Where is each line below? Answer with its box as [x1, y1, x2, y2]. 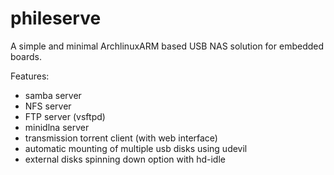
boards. [10, 50, 42, 62]
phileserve [10, 7, 102, 30]
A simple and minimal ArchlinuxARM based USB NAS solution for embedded [10, 40, 325, 52]
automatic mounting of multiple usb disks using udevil [24, 142, 248, 154]
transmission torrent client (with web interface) [24, 132, 218, 144]
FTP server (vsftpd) [24, 110, 106, 122]
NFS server [24, 100, 72, 112]
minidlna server [24, 121, 90, 133]
